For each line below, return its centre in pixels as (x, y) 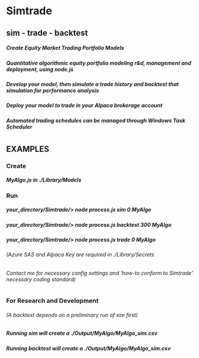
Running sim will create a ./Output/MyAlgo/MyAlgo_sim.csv (82, 333)
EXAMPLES (28, 149)
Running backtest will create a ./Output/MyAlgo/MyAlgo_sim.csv (89, 348)
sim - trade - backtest (47, 33)
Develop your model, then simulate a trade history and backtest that (93, 84)
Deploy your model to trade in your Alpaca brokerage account (84, 106)
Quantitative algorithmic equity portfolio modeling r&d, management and (99, 63)
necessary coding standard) (41, 280)
